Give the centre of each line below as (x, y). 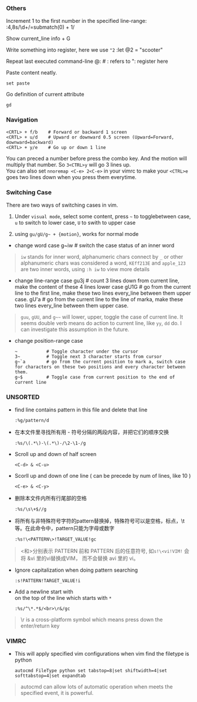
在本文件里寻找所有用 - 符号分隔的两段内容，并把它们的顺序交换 (92, 432)
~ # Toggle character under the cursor (77, 351)
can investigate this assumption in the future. (75, 329)
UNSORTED (23, 397)
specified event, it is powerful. (57, 693)
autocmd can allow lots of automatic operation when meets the (96, 687)
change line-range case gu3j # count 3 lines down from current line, (97, 281)
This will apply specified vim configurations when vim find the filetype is (102, 654)
